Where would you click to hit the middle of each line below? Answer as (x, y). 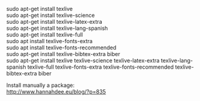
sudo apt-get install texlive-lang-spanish (57, 28)
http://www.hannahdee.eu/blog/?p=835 (56, 92)
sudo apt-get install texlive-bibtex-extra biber (63, 54)
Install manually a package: (41, 85)
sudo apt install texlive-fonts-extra (49, 41)
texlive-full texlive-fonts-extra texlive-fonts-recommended (100, 67)
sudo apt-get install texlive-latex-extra (54, 22)
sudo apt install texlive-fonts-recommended (62, 47)
